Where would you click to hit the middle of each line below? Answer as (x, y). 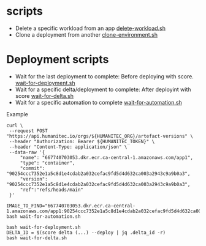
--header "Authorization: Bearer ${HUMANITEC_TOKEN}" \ (82, 141)
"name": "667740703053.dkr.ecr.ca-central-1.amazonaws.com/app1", (106, 157)
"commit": (32, 168)
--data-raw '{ (27, 152)
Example (17, 114)
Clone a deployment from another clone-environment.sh (86, 34)
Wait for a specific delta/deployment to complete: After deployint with (103, 89)
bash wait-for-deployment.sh (44, 227)
